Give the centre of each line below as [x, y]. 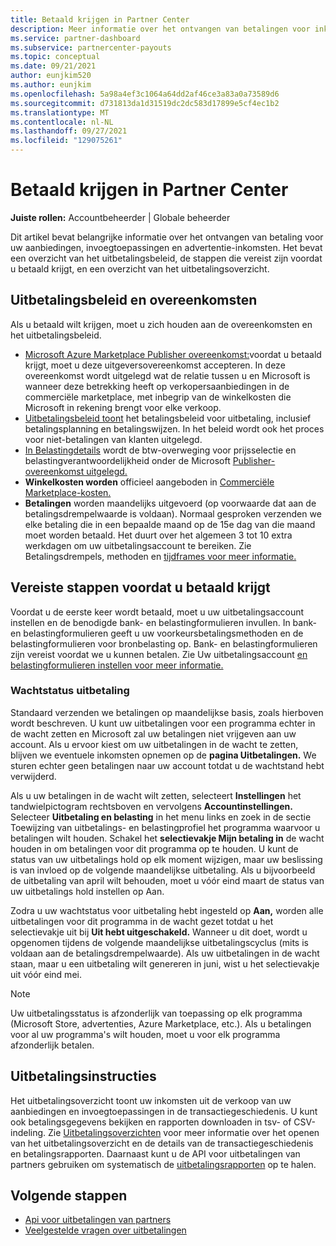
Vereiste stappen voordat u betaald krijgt [140, 587]
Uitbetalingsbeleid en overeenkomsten [134, 300]
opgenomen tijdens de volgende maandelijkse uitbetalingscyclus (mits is [159, 942]
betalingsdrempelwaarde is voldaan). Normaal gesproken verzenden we [173, 513]
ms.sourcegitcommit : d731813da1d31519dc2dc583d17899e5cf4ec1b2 [145, 103]
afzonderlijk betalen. [52, 1045]
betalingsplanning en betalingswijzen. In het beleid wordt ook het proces [174, 428]
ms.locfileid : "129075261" [66, 141]
